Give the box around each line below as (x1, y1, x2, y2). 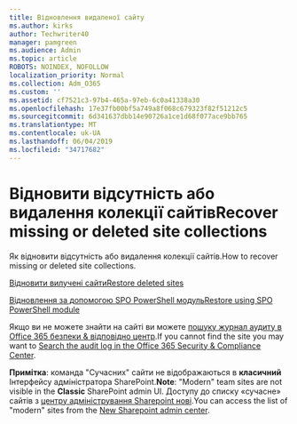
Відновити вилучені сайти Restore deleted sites (9, 277, 184, 288)
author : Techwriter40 (9, 29, 90, 38)
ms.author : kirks (9, 21, 74, 30)
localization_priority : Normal (9, 71, 125, 80)
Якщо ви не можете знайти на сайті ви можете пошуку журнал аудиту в (9, 321, 282, 332)
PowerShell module (9, 304, 80, 315)
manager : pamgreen (9, 37, 77, 47)
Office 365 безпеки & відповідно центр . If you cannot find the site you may (9, 331, 285, 341)
